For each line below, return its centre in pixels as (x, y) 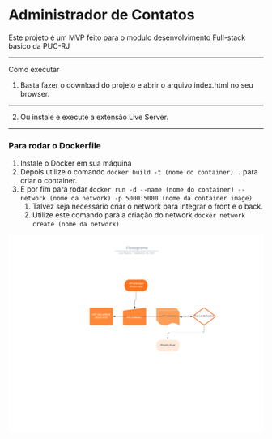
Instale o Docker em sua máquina (76, 163)
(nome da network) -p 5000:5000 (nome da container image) (151, 199)
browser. (35, 93)
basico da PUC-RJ (39, 45)
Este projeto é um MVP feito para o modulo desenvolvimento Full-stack (127, 37)
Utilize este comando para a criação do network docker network (138, 215)
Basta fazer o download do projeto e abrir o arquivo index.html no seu (136, 85)
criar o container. (49, 181)
